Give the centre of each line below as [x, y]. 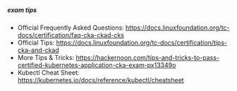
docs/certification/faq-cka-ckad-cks [71, 35]
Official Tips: [36, 42]
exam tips [22, 10]
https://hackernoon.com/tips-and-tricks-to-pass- [148, 57]
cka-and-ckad [38, 50]
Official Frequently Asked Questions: [71, 28]
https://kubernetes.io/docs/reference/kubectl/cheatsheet [101, 80]
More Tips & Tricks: [46, 57]
